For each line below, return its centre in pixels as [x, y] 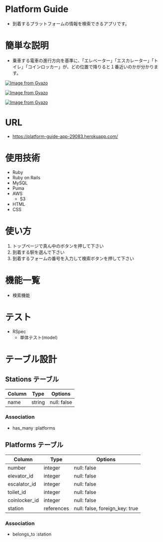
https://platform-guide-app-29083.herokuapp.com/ [65, 136]
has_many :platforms [34, 428]
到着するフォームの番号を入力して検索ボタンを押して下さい [73, 258]
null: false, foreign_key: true [106, 508]
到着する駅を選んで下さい [39, 252]
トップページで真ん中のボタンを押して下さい [58, 246]
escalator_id [22, 484]
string [38, 402]
